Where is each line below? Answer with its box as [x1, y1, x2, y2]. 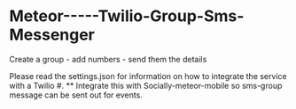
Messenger [9, 25, 96, 45]
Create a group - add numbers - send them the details [9, 54, 207, 64]
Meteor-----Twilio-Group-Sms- [9, 6, 245, 26]
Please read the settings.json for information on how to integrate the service [9, 70, 287, 81]
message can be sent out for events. [9, 90, 144, 100]
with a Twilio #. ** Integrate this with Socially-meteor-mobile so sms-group [9, 80, 283, 91]
